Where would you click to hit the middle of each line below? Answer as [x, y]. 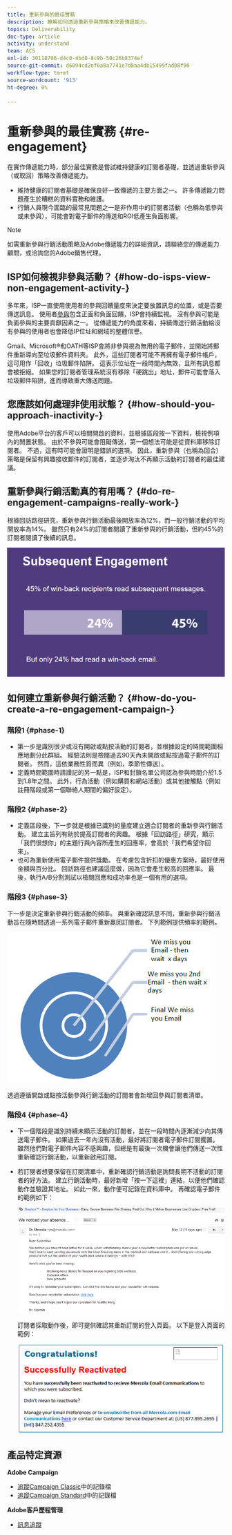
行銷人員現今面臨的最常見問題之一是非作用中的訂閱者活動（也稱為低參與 [120, 208]
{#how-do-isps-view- [163, 277]
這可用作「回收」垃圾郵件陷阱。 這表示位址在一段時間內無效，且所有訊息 [111, 363]
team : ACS [21, 51]
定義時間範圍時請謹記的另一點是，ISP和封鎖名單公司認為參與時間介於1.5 [119, 773]
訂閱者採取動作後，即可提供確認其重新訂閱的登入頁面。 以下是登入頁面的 [121, 1325]
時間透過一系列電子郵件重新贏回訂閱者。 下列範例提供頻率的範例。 [126, 922]
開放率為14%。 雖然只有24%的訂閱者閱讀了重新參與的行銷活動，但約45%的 [115, 529]
